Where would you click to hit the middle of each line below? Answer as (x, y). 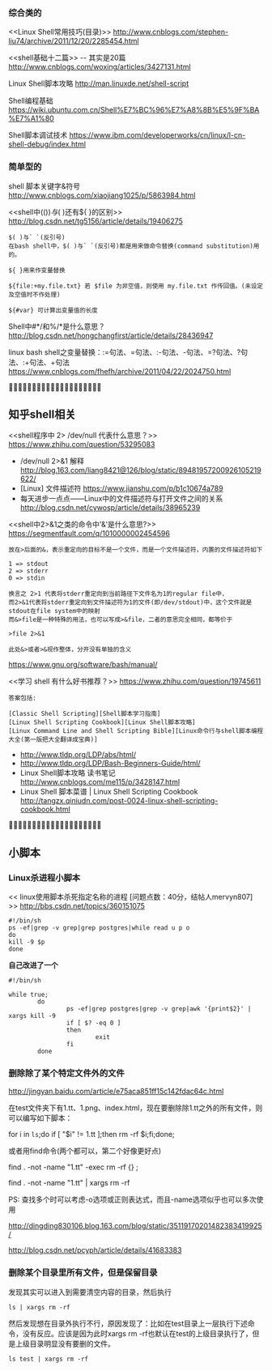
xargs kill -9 (32, 1016)
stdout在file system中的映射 (55, 611)
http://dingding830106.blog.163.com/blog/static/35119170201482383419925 (135, 1226)
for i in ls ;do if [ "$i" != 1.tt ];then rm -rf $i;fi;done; (92, 1135)
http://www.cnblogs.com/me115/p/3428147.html (100, 782)
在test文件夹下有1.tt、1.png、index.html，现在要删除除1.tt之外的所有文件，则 (136, 1108)
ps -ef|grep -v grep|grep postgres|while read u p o (99, 928)
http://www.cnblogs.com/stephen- (171, 32)
